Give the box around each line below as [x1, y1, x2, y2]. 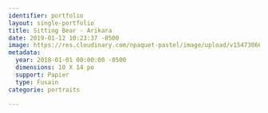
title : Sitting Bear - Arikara [8, 26, 112, 34]
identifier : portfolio [8, 11, 84, 20]
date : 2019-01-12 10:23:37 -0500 [8, 33, 120, 42]
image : [8, 41, 30, 49]
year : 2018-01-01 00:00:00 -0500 [15, 56, 127, 64]
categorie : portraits [8, 85, 81, 94]
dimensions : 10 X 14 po [15, 64, 94, 72]
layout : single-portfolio [8, 19, 94, 27]
